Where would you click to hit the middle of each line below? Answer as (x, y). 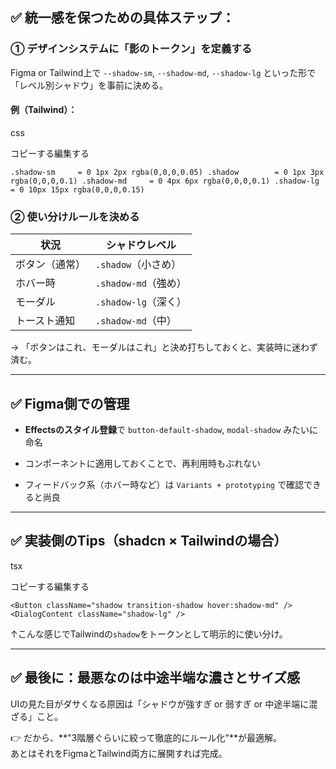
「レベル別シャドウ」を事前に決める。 (89, 85)
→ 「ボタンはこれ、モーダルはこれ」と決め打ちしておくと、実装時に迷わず (164, 347)
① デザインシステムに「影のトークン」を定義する (131, 49)
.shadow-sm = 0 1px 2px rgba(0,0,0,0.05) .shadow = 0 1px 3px (167, 172)
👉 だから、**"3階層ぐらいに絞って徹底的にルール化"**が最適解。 (146, 737)
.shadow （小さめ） (138, 265)
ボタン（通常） (51, 265)
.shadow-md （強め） (141, 283)
